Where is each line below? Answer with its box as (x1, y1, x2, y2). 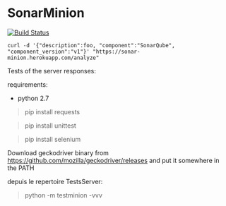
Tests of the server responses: (7, 66, 97, 75)
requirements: (7, 80, 48, 89)
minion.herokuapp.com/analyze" (7, 54, 100, 61)
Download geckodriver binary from (7, 148, 109, 157)
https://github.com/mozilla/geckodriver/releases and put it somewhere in (7, 156, 220, 164)
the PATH (7, 164, 35, 172)
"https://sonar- (93, 48, 141, 55)
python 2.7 (17, 94, 49, 102)
